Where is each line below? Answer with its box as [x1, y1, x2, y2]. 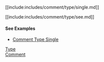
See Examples [5, 25, 36, 31]
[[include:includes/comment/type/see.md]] [5, 14, 94, 19]
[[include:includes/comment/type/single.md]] [5, 4, 99, 10]
